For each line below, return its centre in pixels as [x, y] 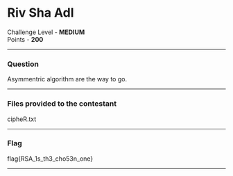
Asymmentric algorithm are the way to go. [67, 79]
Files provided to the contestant [62, 104]
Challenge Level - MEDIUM [46, 32]
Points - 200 [25, 39]
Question [23, 64]
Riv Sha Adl [41, 13]
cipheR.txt [22, 119]
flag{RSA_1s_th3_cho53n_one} [50, 159]
